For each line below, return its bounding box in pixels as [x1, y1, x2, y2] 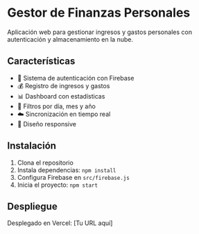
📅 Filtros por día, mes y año [17, 102, 96, 110]
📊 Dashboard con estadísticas [17, 92, 105, 100]
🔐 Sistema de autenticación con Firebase [17, 74, 135, 82]
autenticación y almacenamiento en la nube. [7, 35, 134, 43]
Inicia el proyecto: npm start [17, 181, 98, 189]
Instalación [7, 140, 57, 152]
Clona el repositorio [17, 158, 74, 167]
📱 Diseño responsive [17, 119, 76, 128]
